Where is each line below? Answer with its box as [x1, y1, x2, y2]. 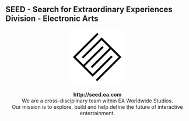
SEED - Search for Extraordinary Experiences [5, 5, 173, 15]
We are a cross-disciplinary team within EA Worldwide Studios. [22, 97, 173, 104]
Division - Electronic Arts [5, 14, 99, 24]
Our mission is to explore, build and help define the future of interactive [12, 104, 183, 111]
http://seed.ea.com [73, 91, 122, 98]
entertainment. [79, 110, 115, 117]
